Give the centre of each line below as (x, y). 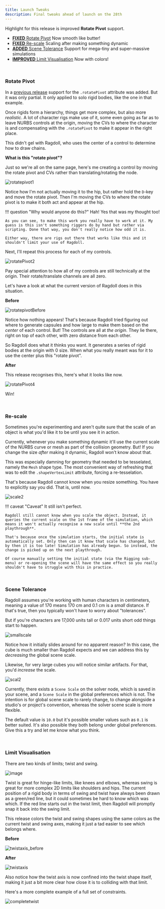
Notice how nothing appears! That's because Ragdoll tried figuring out (77, 319)
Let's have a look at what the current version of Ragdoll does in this (73, 285)
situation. (15, 291)
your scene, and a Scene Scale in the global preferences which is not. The (80, 694)
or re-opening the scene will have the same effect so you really (88, 563)
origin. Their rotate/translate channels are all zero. (56, 276)
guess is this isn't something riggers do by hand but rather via (75, 225)
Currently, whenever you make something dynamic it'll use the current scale (82, 442)
